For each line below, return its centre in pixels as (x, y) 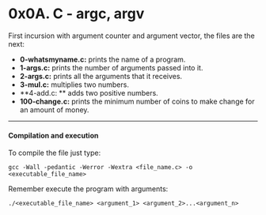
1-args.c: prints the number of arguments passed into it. (111, 67)
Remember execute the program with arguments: (88, 189)
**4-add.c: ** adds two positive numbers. (89, 92)
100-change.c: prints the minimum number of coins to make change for (137, 101)
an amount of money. (54, 109)
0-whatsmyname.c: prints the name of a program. (103, 59)
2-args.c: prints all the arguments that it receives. (101, 76)
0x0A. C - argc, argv (76, 14)
